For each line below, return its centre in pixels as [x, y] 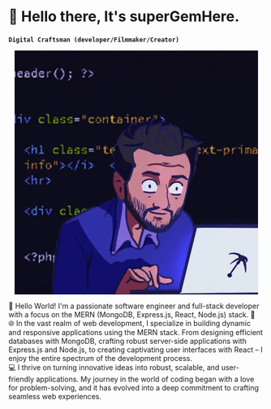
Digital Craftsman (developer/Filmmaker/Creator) [94, 40]
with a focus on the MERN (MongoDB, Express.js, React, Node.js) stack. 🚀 [132, 314]
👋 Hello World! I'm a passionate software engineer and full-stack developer [134, 306]
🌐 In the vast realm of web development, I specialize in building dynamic [130, 323]
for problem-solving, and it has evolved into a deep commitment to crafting [134, 387]
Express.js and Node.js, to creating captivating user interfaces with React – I [136, 350]
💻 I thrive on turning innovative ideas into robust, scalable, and [114, 367]
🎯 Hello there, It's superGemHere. [124, 17]
